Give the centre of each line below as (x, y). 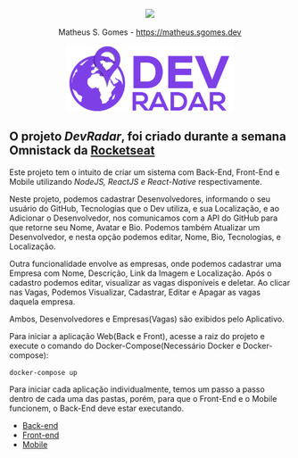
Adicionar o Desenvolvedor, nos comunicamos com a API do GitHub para (144, 218)
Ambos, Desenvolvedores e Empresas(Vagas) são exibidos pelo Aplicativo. (147, 319)
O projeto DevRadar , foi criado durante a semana (148, 137)
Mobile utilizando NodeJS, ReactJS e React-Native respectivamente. (136, 181)
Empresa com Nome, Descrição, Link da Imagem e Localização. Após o (141, 273)
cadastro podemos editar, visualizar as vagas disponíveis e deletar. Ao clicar (150, 282)
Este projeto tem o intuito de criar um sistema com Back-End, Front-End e (145, 172)
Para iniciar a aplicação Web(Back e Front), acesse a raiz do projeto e (137, 336)
